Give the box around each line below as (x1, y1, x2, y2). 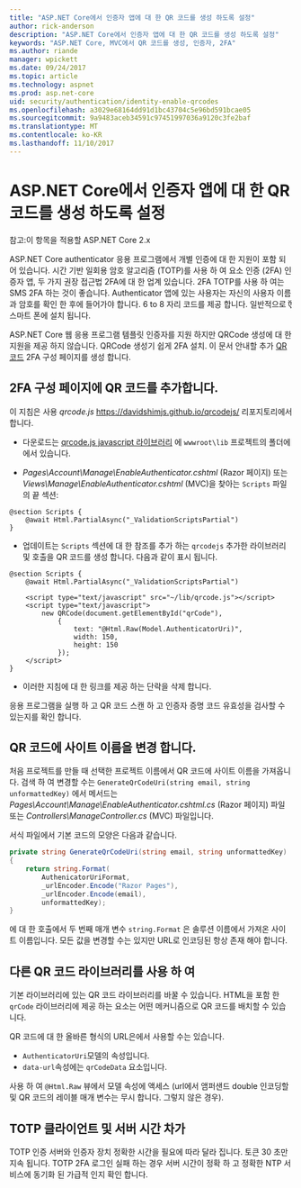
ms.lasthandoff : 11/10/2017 (9, 139, 115, 148)
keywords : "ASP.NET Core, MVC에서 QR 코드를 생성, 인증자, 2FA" (9, 38, 236, 48)
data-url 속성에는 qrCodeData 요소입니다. (22, 1062, 168, 1073)
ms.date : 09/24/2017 (9, 64, 87, 73)
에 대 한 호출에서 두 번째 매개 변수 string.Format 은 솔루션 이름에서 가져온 (9, 924, 270, 935)
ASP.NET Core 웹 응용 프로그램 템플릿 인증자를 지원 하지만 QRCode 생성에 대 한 (9, 329, 292, 340)
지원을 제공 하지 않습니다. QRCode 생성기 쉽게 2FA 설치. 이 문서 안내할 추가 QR (9, 340, 288, 351)
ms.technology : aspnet (9, 80, 94, 89)
